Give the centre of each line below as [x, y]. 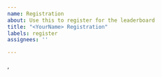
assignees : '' [28, 40]
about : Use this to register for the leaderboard [81, 20]
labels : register [33, 33]
